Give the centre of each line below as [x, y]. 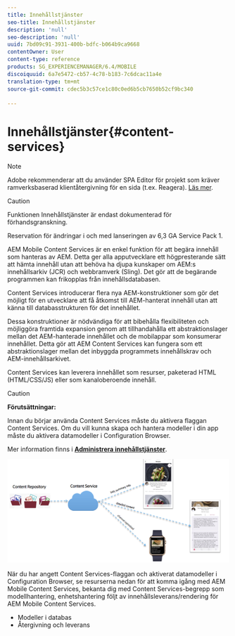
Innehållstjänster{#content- [91, 132]
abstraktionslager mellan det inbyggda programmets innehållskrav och [109, 351]
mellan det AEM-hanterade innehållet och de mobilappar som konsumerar [114, 337]
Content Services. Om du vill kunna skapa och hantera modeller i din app [113, 428]
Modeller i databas [44, 617]
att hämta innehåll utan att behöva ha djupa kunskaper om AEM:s [102, 264]
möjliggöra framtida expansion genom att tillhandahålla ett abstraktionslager [118, 329]
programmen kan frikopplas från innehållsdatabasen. [84, 279]
